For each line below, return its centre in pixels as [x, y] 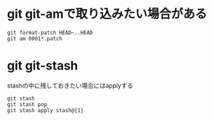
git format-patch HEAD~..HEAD [50, 32]
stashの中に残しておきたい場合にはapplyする [70, 85]
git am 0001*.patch [35, 38]
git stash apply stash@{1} [45, 110]
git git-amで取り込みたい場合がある [107, 14]
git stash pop [27, 104]
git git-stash [43, 66]
